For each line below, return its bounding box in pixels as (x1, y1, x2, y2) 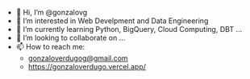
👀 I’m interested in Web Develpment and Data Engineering (15, 16, 209, 26)
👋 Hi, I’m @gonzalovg (15, 8, 88, 17)
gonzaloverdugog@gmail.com (27, 53, 128, 63)
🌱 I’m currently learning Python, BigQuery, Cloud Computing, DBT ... (15, 25, 243, 34)
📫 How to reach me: (15, 42, 85, 51)
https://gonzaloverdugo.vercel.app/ (27, 62, 147, 71)
